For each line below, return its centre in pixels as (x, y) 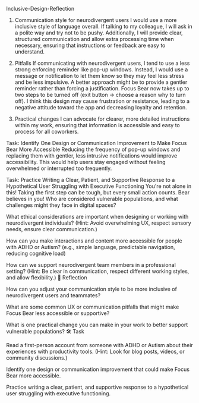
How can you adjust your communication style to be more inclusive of (91, 289)
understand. (30, 52)
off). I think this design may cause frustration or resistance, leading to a (102, 101)
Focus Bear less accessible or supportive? (58, 313)
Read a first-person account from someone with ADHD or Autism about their (99, 345)
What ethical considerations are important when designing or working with (97, 217)
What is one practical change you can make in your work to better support (97, 325)
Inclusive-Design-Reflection (40, 9)
